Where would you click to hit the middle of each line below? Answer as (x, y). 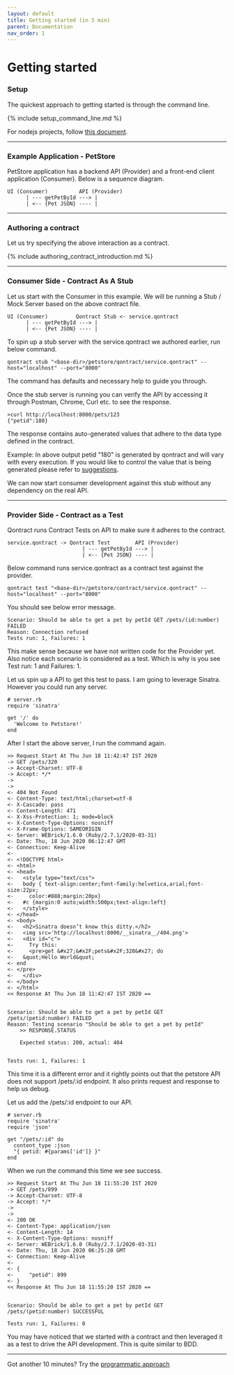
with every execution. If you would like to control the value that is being (109, 462)
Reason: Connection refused (48, 632)
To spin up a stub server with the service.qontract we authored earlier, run (114, 342)
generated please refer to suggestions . (63, 469)
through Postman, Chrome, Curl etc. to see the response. (89, 402)
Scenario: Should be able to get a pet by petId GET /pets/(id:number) (113, 620)
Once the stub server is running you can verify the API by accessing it (108, 394)
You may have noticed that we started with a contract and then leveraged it (115, 1337)
